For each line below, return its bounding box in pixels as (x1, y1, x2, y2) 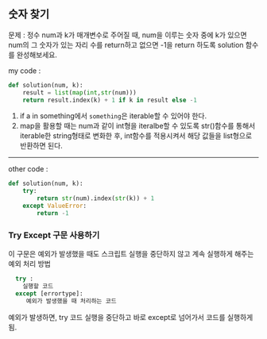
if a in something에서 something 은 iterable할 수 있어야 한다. (19, 111, 207, 121)
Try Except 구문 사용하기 (8, 229, 100, 241)
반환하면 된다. (19, 141, 64, 151)
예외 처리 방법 (8, 259, 52, 268)
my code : (8, 66, 41, 75)
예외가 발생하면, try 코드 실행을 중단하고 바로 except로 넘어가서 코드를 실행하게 (8, 312, 253, 322)
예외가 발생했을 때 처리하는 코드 (25, 297, 117, 305)
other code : (8, 164, 48, 174)
